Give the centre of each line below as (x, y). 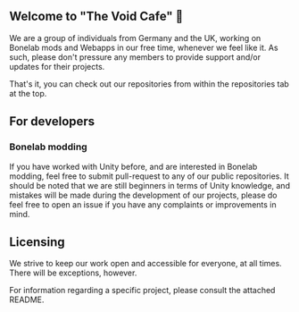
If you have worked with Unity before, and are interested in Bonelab (133, 166)
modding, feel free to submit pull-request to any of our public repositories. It (149, 176)
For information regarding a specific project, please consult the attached (142, 291)
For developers (52, 122)
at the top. (28, 93)
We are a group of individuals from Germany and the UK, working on (135, 38)
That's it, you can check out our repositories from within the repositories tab (149, 84)
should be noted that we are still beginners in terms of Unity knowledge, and (149, 185)
